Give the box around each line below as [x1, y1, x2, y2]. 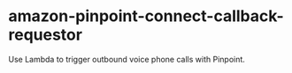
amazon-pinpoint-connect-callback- [8, 6, 284, 26]
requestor [8, 25, 83, 45]
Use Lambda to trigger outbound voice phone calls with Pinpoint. [8, 54, 245, 64]
